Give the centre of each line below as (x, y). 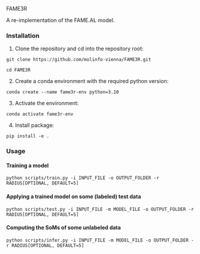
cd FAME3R (19, 70)
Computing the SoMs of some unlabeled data (63, 228)
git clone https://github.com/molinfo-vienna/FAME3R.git (79, 60)
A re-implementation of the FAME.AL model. (60, 20)
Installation (23, 35)
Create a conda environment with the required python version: (92, 81)
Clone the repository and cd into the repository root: (79, 49)
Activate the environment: (47, 103)
